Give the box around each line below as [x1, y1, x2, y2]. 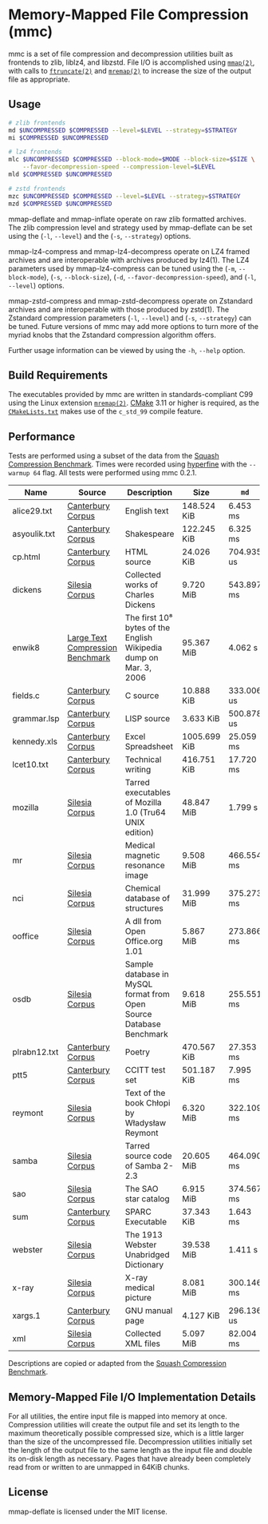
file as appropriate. [8, 74, 70, 84]
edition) [124, 827, 154, 838]
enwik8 [12, 642, 40, 653]
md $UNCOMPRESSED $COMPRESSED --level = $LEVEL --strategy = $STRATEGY [8, 126, 238, 134]
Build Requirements [8, 368, 108, 382]
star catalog [124, 1193, 170, 1205]
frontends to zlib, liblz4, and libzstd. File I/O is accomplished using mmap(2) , [8, 58, 255, 67]
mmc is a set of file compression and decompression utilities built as [8, 49, 234, 58]
